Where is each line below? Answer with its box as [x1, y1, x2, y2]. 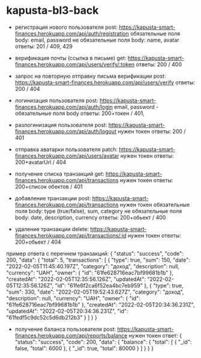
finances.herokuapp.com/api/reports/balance [14, 332, 128, 339]
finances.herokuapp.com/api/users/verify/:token [14, 61, 135, 68]
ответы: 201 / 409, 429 [14, 43, 73, 50]
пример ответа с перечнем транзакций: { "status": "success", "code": [6, 250, 184, 257]
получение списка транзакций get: [14, 170, 105, 177]
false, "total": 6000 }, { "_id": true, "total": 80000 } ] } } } [14, 344, 154, 352]
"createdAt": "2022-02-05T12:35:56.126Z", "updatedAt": [6, 275, 146, 283]
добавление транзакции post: [14, 194, 91, 202]
